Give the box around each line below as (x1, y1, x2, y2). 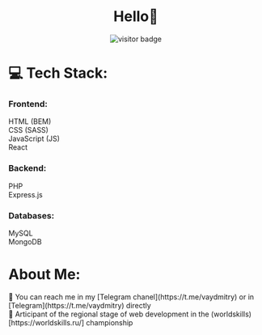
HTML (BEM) (8, 117, 52, 126)
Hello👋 (112, 7, 159, 26)
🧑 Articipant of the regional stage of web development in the (8, 309, 209, 319)
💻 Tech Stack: (8, 64, 108, 83)
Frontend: (8, 99, 49, 110)
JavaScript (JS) (8, 134, 61, 144)
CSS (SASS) (8, 125, 49, 135)
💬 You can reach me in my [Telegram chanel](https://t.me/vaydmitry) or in (8, 291, 255, 302)
